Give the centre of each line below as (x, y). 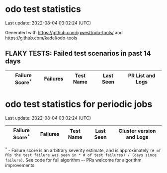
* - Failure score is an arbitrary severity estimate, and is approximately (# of (83, 150)
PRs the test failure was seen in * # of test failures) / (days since (81, 155)
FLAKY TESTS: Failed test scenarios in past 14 (78, 53)
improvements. (20, 165)
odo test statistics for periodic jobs (79, 104)
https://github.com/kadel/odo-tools (41, 38)
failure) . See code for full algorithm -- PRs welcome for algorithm (73, 160)
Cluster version (137, 131)
